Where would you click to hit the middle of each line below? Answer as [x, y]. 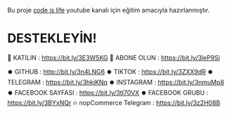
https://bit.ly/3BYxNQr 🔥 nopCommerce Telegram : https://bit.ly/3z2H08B [114, 102]
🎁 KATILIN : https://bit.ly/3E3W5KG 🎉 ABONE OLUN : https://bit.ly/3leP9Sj [114, 57]
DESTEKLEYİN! [52, 38]
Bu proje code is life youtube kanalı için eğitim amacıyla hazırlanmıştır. [109, 10]
